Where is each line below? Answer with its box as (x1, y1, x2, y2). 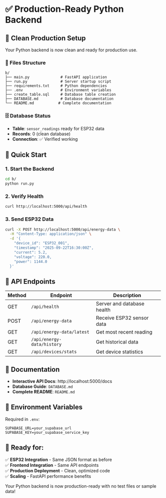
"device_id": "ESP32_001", (14, 241, 70, 246)
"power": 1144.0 (14, 259, 48, 264)
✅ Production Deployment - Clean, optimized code (5, 467, 110, 473)
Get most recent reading (96, 329, 153, 336)
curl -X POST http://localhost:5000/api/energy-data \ (5, 227, 121, 232)
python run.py (5, 181, 35, 186)
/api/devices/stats (31, 349, 77, 355)
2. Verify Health (5, 192, 44, 199)
